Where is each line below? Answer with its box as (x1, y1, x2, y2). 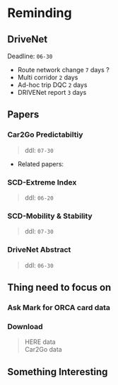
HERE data (24, 338, 56, 346)
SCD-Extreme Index (7, 177, 77, 187)
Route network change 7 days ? (17, 66, 110, 74)
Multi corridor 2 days (17, 73, 78, 81)
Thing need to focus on (7, 281, 112, 293)
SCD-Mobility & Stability (7, 211, 93, 221)
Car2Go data (24, 345, 62, 354)
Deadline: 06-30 (7, 52, 53, 60)
